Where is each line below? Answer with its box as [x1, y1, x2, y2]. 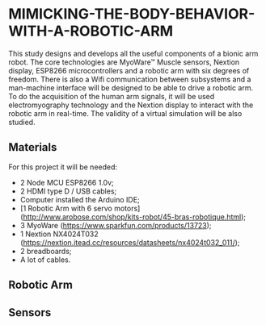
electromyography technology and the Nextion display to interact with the [8, 100, 254, 110]
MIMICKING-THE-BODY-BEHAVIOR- [8, 5, 255, 23]
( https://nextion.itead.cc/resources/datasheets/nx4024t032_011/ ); [19, 237, 240, 247]
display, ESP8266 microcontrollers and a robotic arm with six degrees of [8, 65, 250, 75]
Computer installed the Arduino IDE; [19, 194, 140, 204]
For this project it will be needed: [8, 162, 118, 172]
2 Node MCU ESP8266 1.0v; [19, 177, 115, 187]
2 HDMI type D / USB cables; [19, 186, 117, 196]
